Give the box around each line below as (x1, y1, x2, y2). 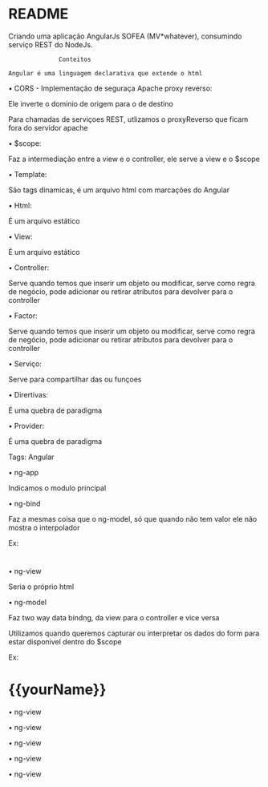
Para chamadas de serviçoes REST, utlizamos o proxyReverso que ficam (8, 114, 249, 124)
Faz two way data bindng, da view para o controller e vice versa (8, 613, 220, 623)
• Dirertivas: (8, 389, 49, 399)
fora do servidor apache (8, 123, 88, 132)
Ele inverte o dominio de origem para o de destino (8, 99, 174, 108)
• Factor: (8, 310, 38, 321)
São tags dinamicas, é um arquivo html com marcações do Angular (8, 185, 230, 195)
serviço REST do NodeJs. (8, 39, 93, 49)
